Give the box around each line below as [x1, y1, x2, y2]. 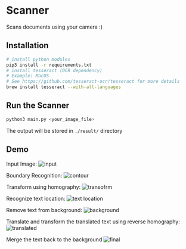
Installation [6, 41, 49, 51]
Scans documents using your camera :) [6, 23, 103, 30]
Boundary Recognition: [6, 172, 63, 179]
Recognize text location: [6, 195, 66, 202]
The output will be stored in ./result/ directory [6, 127, 123, 134]
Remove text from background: [6, 206, 82, 213]
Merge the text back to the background [6, 236, 103, 243]
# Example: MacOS [6, 73, 49, 79]
